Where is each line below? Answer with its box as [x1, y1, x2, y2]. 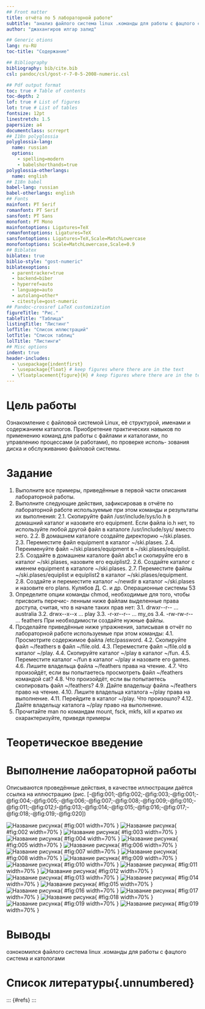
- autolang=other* [12, 293, 59, 299]
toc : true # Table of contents [6, 88, 86, 94]
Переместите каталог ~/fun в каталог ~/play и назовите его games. [15, 656, 191, 663]
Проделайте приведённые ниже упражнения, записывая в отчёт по [15, 623, 192, 631]
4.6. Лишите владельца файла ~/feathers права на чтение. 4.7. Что [15, 662, 188, 669]
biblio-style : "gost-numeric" [6, 258, 84, 264]
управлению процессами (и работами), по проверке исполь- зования [6, 438, 189, 446]
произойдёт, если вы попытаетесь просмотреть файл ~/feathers [15, 669, 183, 676]
